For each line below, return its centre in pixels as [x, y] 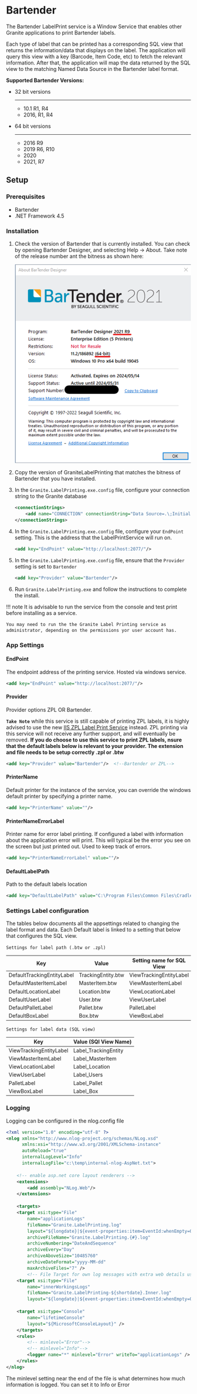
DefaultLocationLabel [34, 991]
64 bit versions [33, 126]
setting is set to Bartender [46, 566]
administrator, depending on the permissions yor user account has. [91, 630]
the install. [27, 595]
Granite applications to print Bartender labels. [61, 32]
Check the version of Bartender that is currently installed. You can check [102, 243]
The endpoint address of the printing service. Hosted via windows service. [96, 672]
